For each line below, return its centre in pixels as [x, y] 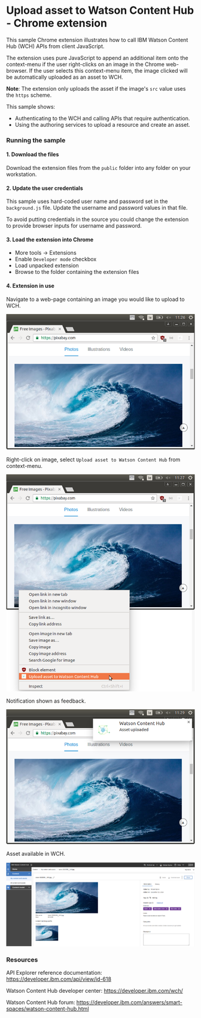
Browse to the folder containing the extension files [77, 272]
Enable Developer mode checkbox [56, 259]
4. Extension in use [31, 286]
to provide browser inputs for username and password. [74, 226]
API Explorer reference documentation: [54, 972]
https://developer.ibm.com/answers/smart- [129, 1002]
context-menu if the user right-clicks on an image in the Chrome [86, 64]
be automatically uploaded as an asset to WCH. [65, 77]
